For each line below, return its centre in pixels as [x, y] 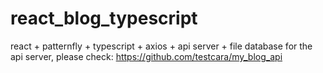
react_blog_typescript [104, 18]
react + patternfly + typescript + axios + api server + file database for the [161, 46]
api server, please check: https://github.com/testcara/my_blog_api [146, 56]
